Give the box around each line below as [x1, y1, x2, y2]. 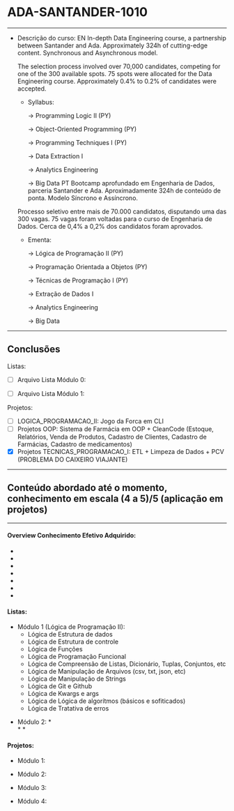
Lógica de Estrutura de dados [27, 630, 113, 639]
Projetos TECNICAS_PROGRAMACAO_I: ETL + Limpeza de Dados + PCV [17, 448, 224, 455]
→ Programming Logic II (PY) [27, 111, 111, 119]
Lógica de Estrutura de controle [27, 637, 119, 646]
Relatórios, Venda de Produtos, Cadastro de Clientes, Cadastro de [17, 433, 207, 441]
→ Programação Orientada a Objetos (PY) [27, 262, 148, 271]
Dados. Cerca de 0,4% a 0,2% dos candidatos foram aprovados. [17, 222, 203, 230]
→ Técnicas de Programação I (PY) [27, 276, 129, 285]
